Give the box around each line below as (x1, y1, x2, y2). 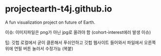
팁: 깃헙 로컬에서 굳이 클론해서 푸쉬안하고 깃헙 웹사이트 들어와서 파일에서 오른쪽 (5, 40, 156, 45)
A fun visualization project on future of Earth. (5, 19, 96, 25)
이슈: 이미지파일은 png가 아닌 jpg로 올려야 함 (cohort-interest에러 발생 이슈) (5, 29, 151, 35)
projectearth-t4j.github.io (5, 3, 112, 14)
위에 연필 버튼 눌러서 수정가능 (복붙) (5, 45, 74, 51)
